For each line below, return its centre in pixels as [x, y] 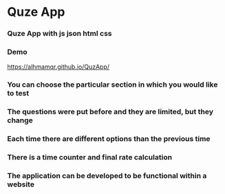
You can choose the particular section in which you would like [112, 85]
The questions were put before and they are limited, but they [110, 112]
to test [18, 94]
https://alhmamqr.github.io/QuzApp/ [58, 67]
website [21, 184]
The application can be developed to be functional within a [107, 176]
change [20, 120]
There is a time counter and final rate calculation [90, 158]
